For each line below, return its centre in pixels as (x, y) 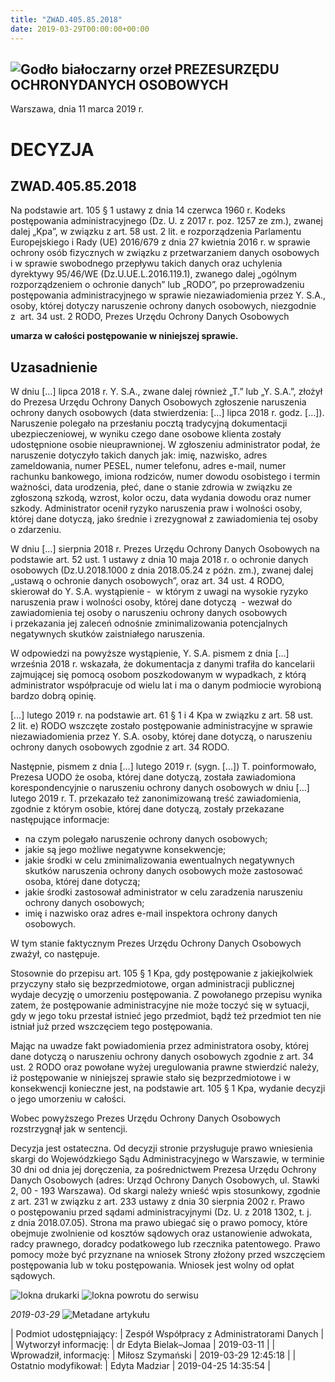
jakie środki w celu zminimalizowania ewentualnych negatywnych (159, 860)
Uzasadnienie (54, 367)
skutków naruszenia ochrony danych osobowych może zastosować (164, 871)
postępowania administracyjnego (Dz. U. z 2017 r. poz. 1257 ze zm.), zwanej (166, 221)
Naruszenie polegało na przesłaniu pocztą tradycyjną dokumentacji (149, 423)
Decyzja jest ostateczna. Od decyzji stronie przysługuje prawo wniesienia (161, 1148)
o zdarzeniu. (36, 530)
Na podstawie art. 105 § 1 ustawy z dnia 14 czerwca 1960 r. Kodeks (148, 210)
